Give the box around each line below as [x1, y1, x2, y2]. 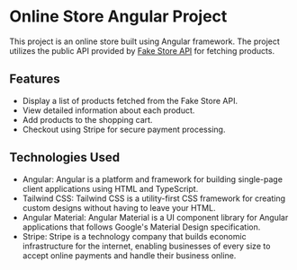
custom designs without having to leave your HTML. [22, 202, 216, 213]
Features [9, 72, 60, 87]
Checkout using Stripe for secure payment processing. [22, 124, 226, 135]
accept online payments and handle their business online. [22, 249, 237, 261]
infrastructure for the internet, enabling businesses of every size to [22, 240, 271, 251]
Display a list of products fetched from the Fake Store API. [22, 95, 238, 106]
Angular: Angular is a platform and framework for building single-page [22, 173, 283, 185]
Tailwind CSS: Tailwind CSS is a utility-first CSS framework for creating [22, 193, 286, 204]
